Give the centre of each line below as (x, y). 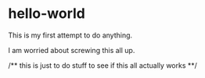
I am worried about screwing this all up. (72, 50)
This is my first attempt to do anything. (70, 35)
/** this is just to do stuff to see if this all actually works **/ (103, 65)
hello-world (47, 14)
